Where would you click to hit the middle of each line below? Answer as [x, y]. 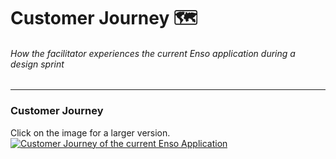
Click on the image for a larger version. [90, 132]
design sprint [37, 64]
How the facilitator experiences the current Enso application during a [153, 53]
